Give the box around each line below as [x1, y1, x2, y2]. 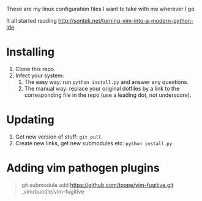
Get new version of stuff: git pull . [15, 133, 103, 140]
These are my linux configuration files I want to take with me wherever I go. [6, 6, 196, 12]
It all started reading [6, 17, 57, 24]
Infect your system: [15, 72, 64, 79]
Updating [6, 113, 55, 127]
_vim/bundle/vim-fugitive [21, 188, 84, 195]
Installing [6, 45, 55, 59]
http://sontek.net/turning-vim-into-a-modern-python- [58, 17, 194, 24]
